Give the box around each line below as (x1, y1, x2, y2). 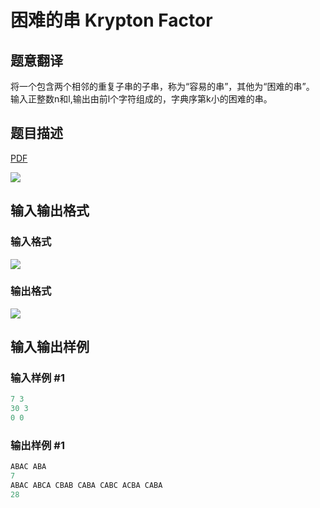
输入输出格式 (10, 202, 90, 220)
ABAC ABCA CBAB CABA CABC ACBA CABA (10, 481, 163, 491)
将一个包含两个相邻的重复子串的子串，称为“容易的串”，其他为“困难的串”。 (10, 81, 315, 92)
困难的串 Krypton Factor (10, 9, 213, 32)
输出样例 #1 (10, 439, 65, 453)
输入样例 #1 (10, 371, 65, 385)
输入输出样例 (10, 339, 90, 356)
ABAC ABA (10, 462, 47, 472)
